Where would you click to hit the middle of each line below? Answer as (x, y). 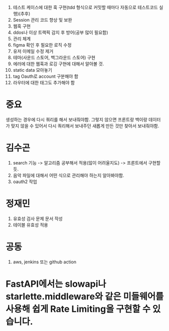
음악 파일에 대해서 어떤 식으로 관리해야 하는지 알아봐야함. (68, 175)
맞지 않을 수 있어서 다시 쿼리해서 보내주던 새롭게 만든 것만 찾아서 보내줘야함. (85, 126)
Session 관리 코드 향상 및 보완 (42, 20)
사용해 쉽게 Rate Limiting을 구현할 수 (78, 309)
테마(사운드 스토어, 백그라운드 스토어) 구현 (54, 57)
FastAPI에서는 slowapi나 (56, 284)
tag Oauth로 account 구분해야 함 (46, 76)
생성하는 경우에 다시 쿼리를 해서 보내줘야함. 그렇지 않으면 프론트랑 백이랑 (76, 119)
